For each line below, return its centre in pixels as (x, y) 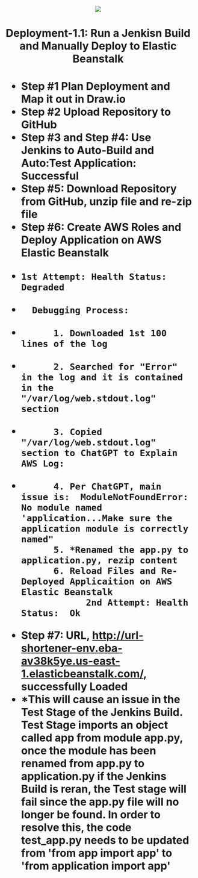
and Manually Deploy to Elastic (98, 46)
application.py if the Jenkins (94, 776)
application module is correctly (104, 529)
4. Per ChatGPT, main (107, 487)
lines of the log (64, 344)
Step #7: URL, (55, 635)
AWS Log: (43, 464)
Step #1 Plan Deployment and (95, 86)
